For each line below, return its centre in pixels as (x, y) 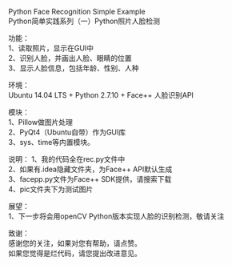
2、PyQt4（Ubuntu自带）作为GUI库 (67, 132)
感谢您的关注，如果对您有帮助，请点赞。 (75, 243)
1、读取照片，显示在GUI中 (51, 48)
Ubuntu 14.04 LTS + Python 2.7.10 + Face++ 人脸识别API (101, 95)
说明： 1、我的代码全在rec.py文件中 (67, 159)
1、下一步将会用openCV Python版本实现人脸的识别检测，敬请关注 (116, 216)
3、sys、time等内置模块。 (51, 142)
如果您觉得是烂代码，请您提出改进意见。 (75, 253)
